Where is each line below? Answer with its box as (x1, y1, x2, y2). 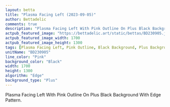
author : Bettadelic (5, 17, 47, 22)
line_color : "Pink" (5, 54, 47, 60)
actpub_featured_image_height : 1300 (5, 40, 82, 45)
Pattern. (5, 97, 22, 103)
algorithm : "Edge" (5, 73, 44, 78)
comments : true (5, 21, 37, 27)
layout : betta (5, 7, 35, 13)
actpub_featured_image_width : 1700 (5, 36, 80, 41)
